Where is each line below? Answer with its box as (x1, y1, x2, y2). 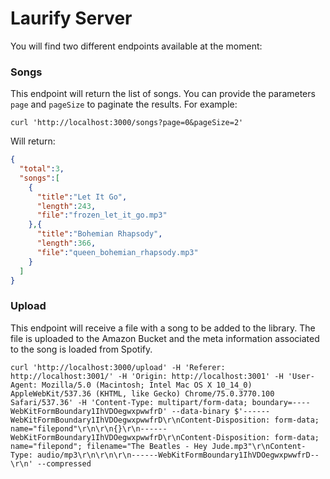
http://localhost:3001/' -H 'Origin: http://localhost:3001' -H (10, 371, 284, 381)
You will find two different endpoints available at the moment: (10, 40, 263, 52)
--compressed (36, 458, 92, 469)
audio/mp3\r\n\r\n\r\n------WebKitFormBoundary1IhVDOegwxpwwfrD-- (36, 450, 320, 460)
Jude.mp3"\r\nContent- (211, 441, 307, 451)
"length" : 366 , (36, 238, 97, 249)
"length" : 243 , (36, 201, 97, 211)
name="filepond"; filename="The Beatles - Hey (10, 441, 208, 451)
